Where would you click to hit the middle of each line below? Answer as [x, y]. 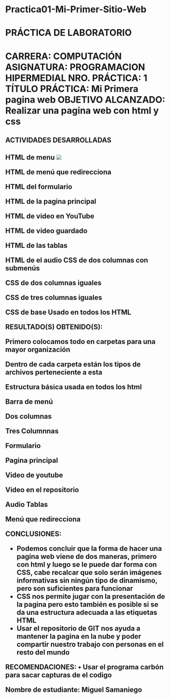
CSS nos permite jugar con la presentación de [91, 597]
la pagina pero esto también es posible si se [88, 605]
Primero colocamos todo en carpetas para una [80, 342]
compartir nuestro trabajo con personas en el [90, 645]
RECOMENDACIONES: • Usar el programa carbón [84, 667]
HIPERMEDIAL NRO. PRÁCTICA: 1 [76, 78]
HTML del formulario [39, 187]
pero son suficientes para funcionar [75, 589]
